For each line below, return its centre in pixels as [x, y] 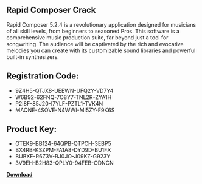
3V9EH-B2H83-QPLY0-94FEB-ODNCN [64, 163]
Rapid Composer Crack [51, 10]
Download [19, 175]
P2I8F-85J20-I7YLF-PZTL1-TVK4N [59, 103]
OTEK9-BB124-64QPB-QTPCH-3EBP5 [63, 144]
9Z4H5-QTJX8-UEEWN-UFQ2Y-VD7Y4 [64, 90]
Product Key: [31, 129]
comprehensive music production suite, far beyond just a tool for [87, 37]
